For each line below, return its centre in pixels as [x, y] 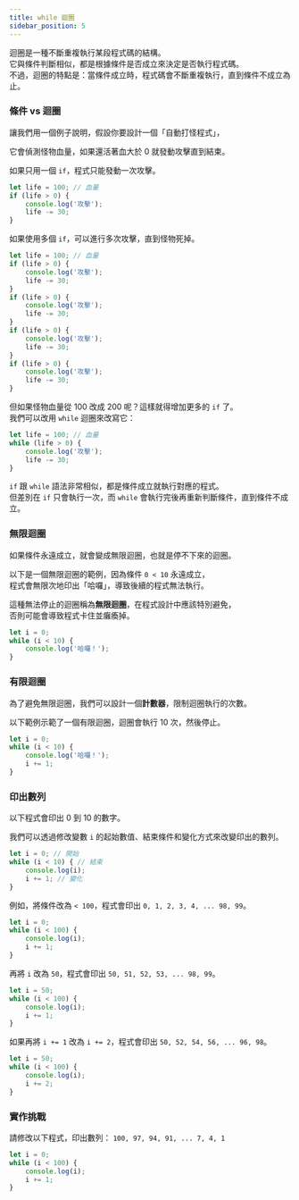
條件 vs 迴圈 [35, 111]
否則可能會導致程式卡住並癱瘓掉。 [72, 615]
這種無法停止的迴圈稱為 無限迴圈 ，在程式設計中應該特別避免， [123, 604]
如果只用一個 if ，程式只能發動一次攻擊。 [85, 170]
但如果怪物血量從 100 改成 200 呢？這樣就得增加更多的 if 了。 [124, 407]
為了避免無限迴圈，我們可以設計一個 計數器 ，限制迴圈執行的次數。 [130, 703]
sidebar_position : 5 [48, 26]
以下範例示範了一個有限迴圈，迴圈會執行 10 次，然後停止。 [117, 722]
